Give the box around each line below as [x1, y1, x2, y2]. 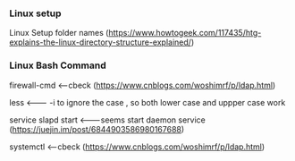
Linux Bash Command [9, 59, 106, 72]
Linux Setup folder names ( [9, 28, 109, 38]
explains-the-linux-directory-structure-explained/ [9, 37, 192, 47]
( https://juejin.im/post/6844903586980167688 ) [9, 123, 185, 134]
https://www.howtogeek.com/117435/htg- [108, 28, 262, 38]
